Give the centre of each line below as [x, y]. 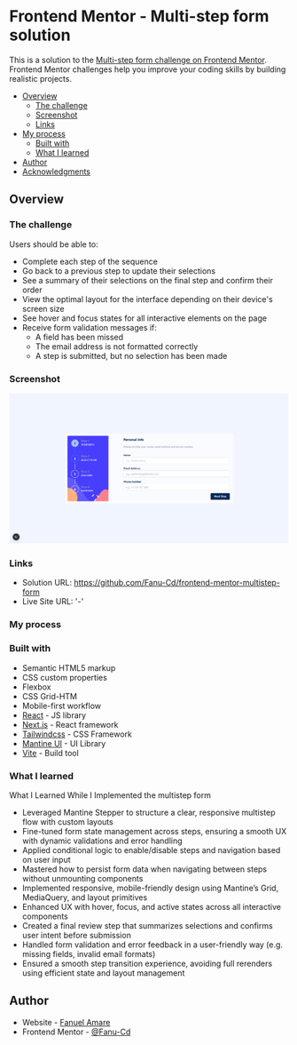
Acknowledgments [56, 172]
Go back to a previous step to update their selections [118, 271]
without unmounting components [82, 878]
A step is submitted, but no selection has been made [131, 355]
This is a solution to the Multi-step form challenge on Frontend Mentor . [138, 60]
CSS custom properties [65, 677]
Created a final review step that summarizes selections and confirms [147, 925]
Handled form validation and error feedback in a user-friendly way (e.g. [152, 945]
